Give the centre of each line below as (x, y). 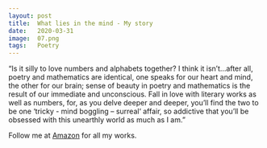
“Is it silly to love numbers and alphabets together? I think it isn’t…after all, (131, 68)
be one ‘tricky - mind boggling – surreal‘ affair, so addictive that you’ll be (129, 111)
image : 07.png (34, 38)
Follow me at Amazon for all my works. (73, 136)
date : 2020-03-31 (41, 31)
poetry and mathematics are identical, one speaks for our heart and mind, (131, 77)
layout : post (30, 16)
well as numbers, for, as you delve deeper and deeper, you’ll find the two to (134, 103)
